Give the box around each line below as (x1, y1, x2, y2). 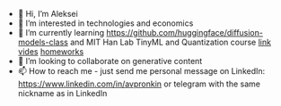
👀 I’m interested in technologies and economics (17, 18, 194, 29)
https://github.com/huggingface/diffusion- (106, 28, 263, 37)
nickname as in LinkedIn (17, 88, 108, 98)
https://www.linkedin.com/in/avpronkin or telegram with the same (17, 78, 261, 89)
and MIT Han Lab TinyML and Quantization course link (70, 37, 272, 47)
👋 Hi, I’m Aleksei (17, 9, 78, 19)
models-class (17, 37, 69, 47)
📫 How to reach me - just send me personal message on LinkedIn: (17, 66, 266, 76)
